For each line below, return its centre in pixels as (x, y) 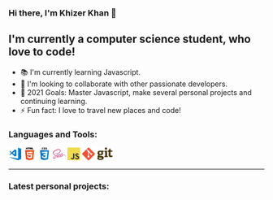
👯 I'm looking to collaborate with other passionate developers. (124, 84)
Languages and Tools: (53, 134)
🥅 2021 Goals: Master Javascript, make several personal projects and (136, 92)
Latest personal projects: (59, 186)
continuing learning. (54, 101)
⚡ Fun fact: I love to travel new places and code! (100, 110)
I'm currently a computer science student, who (130, 39)
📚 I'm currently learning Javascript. (80, 72)
